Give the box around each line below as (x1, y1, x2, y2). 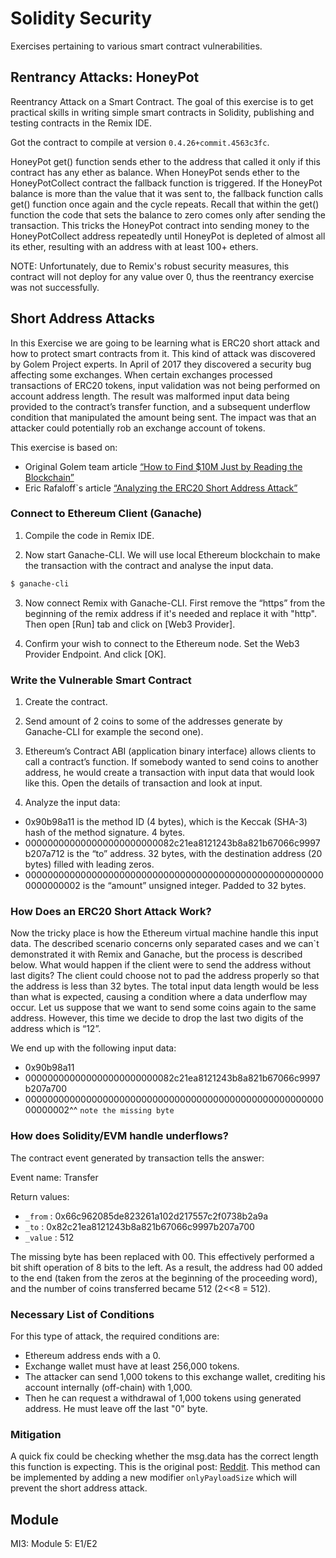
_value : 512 (24, 1231, 75, 1243)
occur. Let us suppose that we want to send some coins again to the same (10, 1002, 317, 1014)
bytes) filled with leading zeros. (24, 858, 155, 871)
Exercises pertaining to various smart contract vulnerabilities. (10, 40, 263, 52)
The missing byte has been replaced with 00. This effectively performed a (10, 1250, 315, 1262)
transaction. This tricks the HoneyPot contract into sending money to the (10, 219, 310, 231)
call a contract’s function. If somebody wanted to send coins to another (24, 756, 319, 768)
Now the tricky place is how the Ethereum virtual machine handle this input (10, 927, 319, 939)
